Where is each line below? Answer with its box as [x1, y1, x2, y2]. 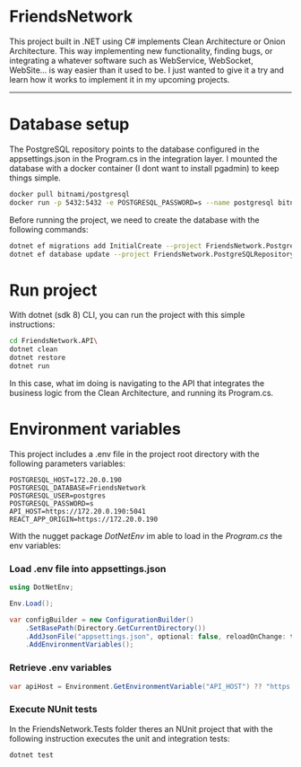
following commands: [9, 224, 89, 234]
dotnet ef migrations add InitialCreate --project [9, 241, 202, 251]
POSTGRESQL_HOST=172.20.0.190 [9, 475, 123, 484]
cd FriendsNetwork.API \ [9, 337, 99, 346]
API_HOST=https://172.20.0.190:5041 [9, 507, 146, 516]
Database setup [9, 114, 130, 135]
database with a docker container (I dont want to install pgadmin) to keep [9, 163, 279, 173]
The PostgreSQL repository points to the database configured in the [9, 144, 260, 154]
